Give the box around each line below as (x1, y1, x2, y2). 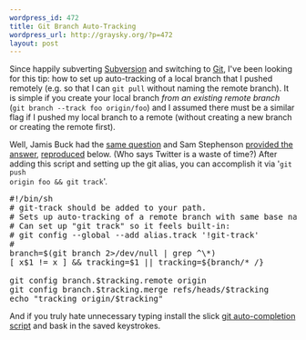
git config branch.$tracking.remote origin (9, 275, 207, 286)
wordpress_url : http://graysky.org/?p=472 (9, 30, 173, 39)
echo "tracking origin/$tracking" (9, 294, 164, 305)
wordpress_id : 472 (9, 13, 79, 23)
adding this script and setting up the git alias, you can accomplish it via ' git (9, 158, 293, 169)
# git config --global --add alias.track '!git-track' (9, 230, 260, 241)
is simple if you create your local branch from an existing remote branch (9, 93, 280, 104)
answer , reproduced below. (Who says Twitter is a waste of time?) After (9, 149, 278, 160)
